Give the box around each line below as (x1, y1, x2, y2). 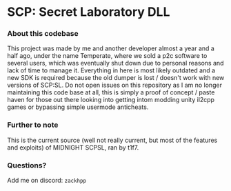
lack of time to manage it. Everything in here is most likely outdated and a (7, 66, 216, 74)
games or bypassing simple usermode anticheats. (7, 103, 149, 111)
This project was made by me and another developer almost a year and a (7, 44, 215, 52)
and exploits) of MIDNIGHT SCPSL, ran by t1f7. (7, 143, 139, 152)
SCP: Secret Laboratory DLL (7, 4, 170, 20)
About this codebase (7, 29, 79, 39)
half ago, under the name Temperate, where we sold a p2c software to (7, 52, 208, 60)
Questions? (7, 160, 47, 170)
